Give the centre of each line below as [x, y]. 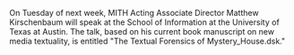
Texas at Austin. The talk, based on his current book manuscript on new [142, 31]
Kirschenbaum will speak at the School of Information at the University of [144, 22]
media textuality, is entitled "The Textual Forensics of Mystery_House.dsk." [147, 41]
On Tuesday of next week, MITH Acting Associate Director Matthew [134, 13]
